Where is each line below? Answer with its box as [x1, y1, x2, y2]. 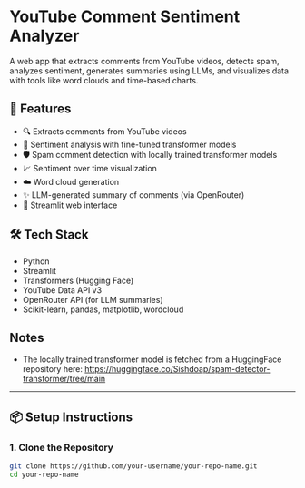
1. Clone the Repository [9, 441, 113, 454]
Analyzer [9, 25, 80, 46]
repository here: [22, 364, 84, 375]
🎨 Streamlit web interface [22, 200, 118, 210]
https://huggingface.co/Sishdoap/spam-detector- [84, 364, 271, 375]
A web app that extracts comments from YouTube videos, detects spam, [9, 55, 280, 66]
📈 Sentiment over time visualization [22, 162, 157, 173]
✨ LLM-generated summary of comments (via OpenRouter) [22, 189, 245, 200]
